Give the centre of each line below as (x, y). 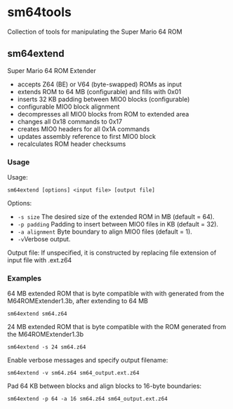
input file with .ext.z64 (40, 260)
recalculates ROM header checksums (72, 144)
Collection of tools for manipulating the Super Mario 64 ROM (95, 32)
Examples (25, 278)
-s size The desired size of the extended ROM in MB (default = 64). (116, 217)
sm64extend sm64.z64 (38, 314)
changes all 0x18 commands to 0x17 (70, 121)
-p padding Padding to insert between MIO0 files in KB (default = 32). (118, 224)
